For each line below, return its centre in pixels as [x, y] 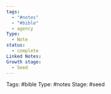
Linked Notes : [24, 56]
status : [16, 46]
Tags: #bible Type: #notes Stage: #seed [55, 84]
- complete [25, 51]
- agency [22, 28]
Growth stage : [24, 62]
